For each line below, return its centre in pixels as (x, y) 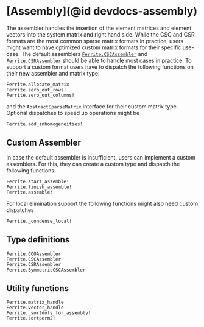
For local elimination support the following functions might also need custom (102, 203)
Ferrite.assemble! (30, 192)
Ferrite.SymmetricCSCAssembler (46, 270)
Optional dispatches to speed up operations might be (73, 113)
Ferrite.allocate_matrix (38, 84)
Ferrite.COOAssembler (34, 254)
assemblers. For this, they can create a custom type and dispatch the (93, 164)
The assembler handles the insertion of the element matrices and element (99, 28)
